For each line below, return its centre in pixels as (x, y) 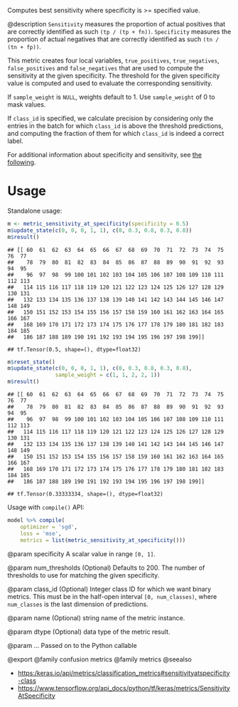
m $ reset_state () (31, 362)
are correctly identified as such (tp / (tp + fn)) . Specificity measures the (119, 32)
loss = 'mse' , (41, 533)
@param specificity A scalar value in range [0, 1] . (82, 553)
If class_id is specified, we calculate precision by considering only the (110, 118)
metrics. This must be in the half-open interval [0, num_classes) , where (112, 596)
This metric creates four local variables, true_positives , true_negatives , (113, 60)
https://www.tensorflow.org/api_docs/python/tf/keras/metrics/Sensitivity (124, 688)
